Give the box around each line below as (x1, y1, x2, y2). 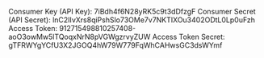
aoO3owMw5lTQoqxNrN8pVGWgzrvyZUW (8, 32, 151, 41)
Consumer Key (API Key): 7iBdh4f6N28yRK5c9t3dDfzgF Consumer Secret (8, 7, 256, 16)
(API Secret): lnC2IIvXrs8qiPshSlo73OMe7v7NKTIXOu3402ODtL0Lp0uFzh (8, 15, 256, 25)
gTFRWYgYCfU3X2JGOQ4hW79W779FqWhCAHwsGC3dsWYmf (8, 41, 223, 50)
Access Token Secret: (152, 32, 225, 41)
